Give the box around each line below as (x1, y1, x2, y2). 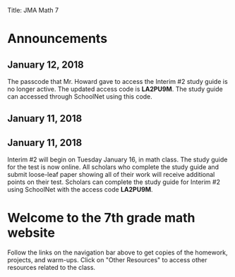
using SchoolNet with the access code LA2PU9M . (7, 185, 153, 194)
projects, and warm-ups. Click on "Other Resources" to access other (7, 256, 207, 264)
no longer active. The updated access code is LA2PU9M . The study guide (7, 85, 224, 93)
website (7, 225, 55, 241)
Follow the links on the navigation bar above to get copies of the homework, (7, 248, 228, 257)
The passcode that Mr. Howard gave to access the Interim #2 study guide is (7, 78, 228, 85)
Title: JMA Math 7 (7, 6, 59, 14)
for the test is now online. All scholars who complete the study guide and (7, 163, 219, 171)
